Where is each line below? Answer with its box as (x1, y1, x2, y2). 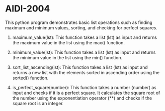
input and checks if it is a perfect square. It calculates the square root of (12, 90, 161, 96)
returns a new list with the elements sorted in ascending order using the (12, 69, 160, 75)
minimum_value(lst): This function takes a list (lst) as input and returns (12, 49, 156, 55)
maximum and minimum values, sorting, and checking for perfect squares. (5, 24, 158, 30)
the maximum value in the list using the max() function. (12, 39, 125, 45)
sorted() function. (12, 75, 49, 81)
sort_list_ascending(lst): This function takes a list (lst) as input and (12, 64, 148, 70)
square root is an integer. (12, 100, 64, 106)
